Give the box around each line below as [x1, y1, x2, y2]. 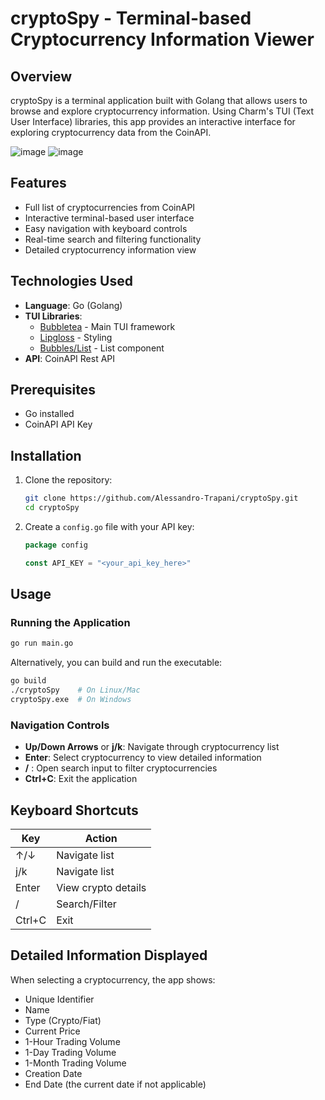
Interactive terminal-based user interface [24, 212, 195, 224]
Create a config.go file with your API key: [24, 521, 195, 532]
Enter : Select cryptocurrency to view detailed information [24, 752, 262, 764]
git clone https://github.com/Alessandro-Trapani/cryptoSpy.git [24, 493, 299, 504]
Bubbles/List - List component [39, 342, 165, 354]
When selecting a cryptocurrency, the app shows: [10, 973, 216, 986]
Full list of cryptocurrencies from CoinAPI [24, 201, 196, 213]
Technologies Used [10, 273, 133, 290]
